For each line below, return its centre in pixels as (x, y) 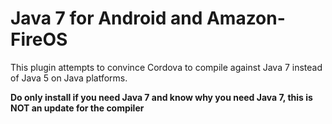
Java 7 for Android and (106, 18)
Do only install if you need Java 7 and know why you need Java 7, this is (161, 97)
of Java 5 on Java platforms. (69, 78)
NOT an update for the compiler (77, 108)
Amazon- (246, 18)
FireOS (39, 39)
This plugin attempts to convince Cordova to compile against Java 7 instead (166, 67)
